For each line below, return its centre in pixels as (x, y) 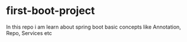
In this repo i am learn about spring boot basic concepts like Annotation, (93, 27)
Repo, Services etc (29, 33)
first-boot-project (51, 11)
